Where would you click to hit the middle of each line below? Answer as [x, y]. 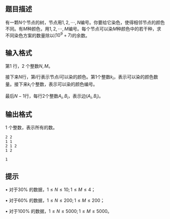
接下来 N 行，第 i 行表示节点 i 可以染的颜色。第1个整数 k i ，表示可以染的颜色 [79, 78]
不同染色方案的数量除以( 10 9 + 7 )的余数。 [48, 35]
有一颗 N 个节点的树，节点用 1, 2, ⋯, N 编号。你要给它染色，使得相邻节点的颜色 [85, 22]
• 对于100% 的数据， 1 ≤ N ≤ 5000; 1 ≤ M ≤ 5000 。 [59, 211]
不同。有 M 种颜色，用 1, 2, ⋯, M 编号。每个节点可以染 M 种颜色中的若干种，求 [83, 29]
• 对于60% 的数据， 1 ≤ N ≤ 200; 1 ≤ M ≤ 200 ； [55, 201]
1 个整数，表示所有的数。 [31, 128]
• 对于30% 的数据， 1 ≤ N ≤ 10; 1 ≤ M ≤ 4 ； [50, 189]
